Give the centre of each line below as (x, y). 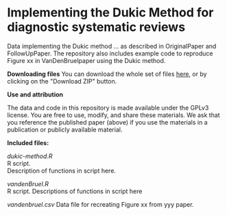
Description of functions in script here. (62, 170)
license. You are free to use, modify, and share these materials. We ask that (114, 115)
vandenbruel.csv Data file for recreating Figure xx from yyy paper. (100, 204)
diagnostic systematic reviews (96, 27)
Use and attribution (35, 94)
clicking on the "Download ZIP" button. (62, 81)
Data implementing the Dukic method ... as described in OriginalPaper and (112, 46)
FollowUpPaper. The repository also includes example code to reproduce (110, 53)
